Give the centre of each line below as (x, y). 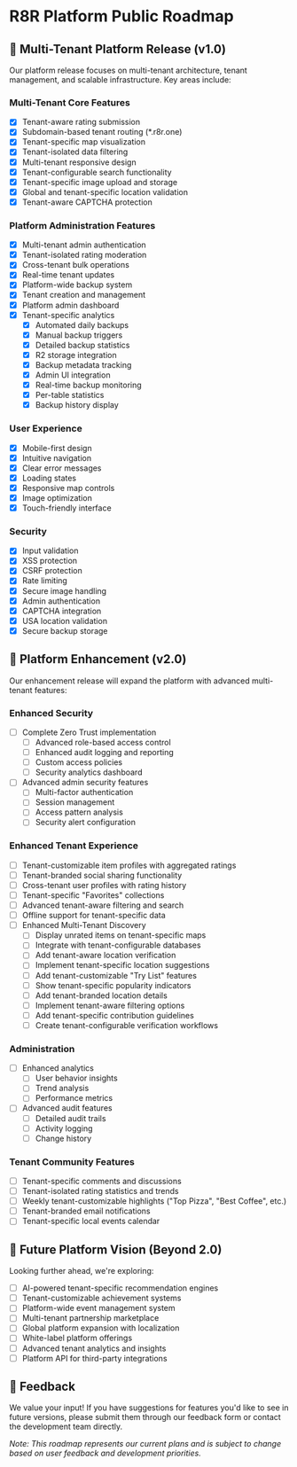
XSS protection (50, 561)
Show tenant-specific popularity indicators (113, 985)
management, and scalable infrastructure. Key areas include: (121, 80)
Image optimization (57, 497)
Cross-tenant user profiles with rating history (104, 885)
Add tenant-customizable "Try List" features (116, 975)
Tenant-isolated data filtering (75, 152)
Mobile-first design (57, 448)
